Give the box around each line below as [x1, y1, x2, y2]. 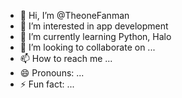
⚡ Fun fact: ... [19, 78, 75, 90]
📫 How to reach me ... [19, 53, 113, 64]
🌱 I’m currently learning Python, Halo [19, 31, 172, 42]
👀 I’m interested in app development [19, 20, 169, 32]
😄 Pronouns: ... [19, 67, 85, 79]
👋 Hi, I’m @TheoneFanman [19, 10, 130, 21]
